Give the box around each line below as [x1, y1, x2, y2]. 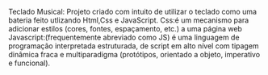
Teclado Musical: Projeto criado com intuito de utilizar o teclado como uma [8, 7, 257, 16]
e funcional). [8, 58, 51, 68]
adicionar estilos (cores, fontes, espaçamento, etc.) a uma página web [8, 24, 242, 33]
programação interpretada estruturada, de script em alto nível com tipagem [8, 41, 260, 51]
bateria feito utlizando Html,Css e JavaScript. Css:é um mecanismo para [8, 15, 249, 25]
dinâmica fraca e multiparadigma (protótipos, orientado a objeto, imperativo [8, 50, 261, 59]
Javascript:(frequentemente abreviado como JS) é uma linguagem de [8, 32, 240, 42]
